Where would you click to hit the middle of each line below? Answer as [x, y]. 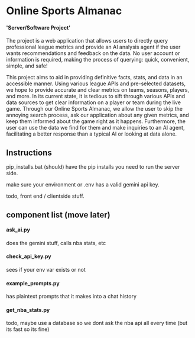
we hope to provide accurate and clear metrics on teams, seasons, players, [98, 90]
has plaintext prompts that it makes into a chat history [71, 297]
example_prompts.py [33, 283]
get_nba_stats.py [28, 310]
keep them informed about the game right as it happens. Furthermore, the [96, 121]
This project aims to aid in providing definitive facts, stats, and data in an [95, 78]
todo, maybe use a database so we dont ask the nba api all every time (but [97, 323]
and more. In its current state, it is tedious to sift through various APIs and [96, 96]
